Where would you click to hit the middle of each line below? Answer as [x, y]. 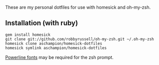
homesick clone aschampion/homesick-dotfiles [54, 43]
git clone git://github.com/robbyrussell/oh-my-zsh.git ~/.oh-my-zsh [80, 39]
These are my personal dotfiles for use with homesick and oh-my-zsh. [78, 7]
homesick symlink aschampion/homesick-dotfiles [56, 48]
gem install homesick [28, 35]
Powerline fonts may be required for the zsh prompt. [59, 57]
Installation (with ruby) [42, 23]
